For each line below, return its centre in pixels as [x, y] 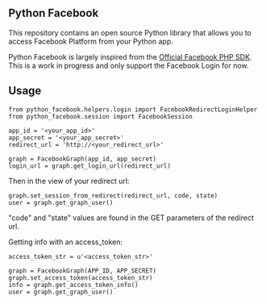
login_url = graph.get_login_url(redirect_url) [90, 166]
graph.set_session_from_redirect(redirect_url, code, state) [113, 196]
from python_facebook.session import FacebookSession [101, 116]
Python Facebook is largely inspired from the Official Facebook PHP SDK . [130, 56]
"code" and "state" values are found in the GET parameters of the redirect [131, 218]
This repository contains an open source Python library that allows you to [130, 32]
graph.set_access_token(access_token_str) [81, 277]
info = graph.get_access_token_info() [73, 285]
